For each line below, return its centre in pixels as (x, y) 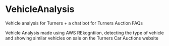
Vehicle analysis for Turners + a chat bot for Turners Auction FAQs (74, 23)
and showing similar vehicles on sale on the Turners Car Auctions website (82, 38)
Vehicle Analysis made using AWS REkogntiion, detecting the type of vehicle (84, 32)
